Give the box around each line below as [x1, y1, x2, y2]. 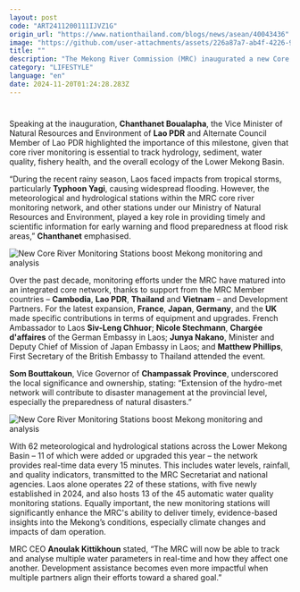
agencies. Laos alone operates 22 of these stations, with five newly [9, 478, 257, 489]
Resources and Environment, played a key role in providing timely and [9, 211, 266, 222]
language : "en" [9, 72, 66, 80]
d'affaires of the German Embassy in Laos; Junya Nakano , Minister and [9, 332, 275, 343]
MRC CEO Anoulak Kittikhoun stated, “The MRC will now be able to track [9, 543, 280, 554]
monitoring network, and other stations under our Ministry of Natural [9, 202, 262, 213]
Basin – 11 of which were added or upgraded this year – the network [9, 450, 259, 461]
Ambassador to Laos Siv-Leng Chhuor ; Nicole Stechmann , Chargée [9, 322, 263, 333]
